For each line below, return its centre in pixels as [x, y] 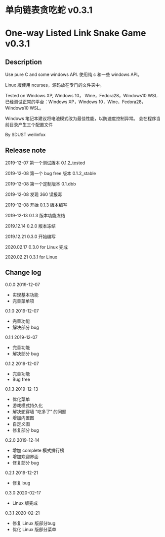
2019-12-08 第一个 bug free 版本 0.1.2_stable [51, 173]
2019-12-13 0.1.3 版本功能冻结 [35, 215]
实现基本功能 [25, 295]
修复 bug [21, 483]
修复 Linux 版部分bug [34, 523]
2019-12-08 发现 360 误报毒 [34, 194]
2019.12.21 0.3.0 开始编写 [30, 237]
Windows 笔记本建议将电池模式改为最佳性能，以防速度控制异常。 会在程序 [81, 119]
